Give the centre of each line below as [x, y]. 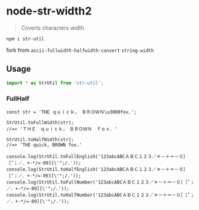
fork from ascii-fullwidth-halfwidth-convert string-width [80, 50]
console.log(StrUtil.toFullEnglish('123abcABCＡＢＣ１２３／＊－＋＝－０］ [97, 156]
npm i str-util [25, 39]
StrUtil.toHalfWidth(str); [40, 139]
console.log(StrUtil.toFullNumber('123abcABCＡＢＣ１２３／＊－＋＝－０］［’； [100, 182]
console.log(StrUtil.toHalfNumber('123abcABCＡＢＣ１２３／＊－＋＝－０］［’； [100, 195]
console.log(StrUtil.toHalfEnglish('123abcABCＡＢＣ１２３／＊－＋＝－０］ [97, 169]
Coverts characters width [52, 28]
